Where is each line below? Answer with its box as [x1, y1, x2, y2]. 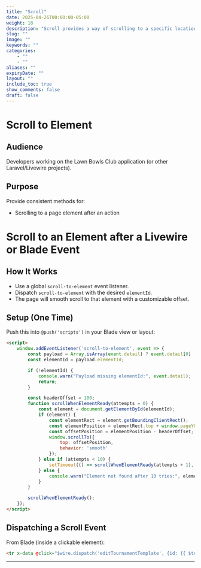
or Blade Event [6, 243, 80, 256]
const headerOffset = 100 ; [28, 395, 95, 401]
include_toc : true [6, 81, 52, 87]
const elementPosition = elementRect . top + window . [48, 423, 181, 429]
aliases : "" [6, 64, 36, 71]
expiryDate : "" [6, 70, 44, 76]
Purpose [6, 182, 39, 192]
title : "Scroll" [6, 8, 47, 15]
